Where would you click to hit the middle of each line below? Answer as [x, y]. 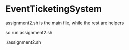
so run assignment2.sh [29, 32]
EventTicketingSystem [53, 9]
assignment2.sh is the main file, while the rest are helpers [65, 23]
